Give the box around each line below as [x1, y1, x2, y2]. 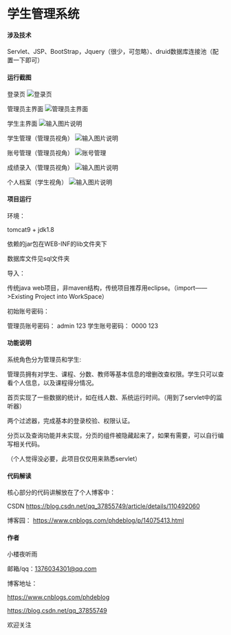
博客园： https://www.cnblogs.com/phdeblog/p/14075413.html [7, 516, 184, 525]
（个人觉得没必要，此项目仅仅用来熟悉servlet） [7, 455, 142, 462]
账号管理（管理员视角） [7, 148, 74, 157]
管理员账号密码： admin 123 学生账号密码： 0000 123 [7, 322, 159, 330]
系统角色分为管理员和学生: [7, 355, 82, 363]
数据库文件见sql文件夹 [7, 254, 70, 262]
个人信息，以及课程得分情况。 [12, 379, 98, 387]
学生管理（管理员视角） [7, 134, 74, 142]
